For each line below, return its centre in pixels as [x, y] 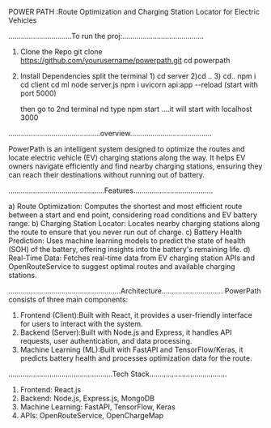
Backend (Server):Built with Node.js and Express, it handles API [126, 332]
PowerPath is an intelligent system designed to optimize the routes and [127, 149]
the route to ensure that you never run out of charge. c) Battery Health [125, 232]
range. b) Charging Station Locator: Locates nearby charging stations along [134, 223]
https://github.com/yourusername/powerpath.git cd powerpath [125, 60]
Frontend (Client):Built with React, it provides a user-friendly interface [136, 315]
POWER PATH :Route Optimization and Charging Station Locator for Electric [134, 12]
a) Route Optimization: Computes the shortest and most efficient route [125, 206]
